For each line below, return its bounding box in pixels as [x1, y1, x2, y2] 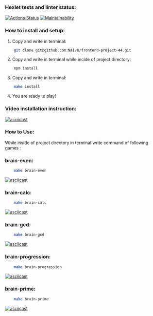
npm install [14, 66, 38, 71]
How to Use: [5, 128, 34, 135]
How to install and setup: [5, 27, 65, 34]
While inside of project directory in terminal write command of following [5, 140, 149, 146]
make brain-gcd [14, 232, 45, 237]
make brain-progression [14, 264, 62, 270]
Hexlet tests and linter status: [5, 4, 76, 11]
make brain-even [14, 168, 47, 173]
